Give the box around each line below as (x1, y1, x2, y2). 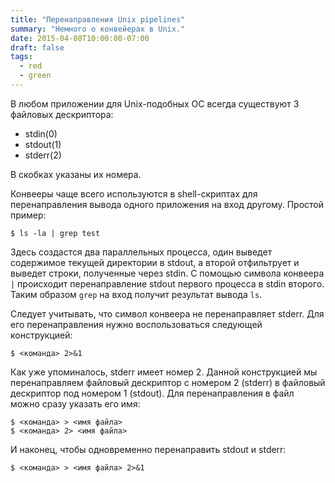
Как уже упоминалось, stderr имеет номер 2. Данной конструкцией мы (10, 366, 318, 378)
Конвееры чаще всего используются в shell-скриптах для (10, 187, 258, 200)
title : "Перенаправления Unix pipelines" (10, 14, 186, 25)
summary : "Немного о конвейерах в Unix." (10, 24, 186, 34)
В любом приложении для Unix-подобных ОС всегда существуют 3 (10, 97, 300, 110)
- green (19, 71, 52, 81)
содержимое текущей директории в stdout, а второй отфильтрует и (10, 256, 300, 268)
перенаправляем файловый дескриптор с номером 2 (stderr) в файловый (10, 376, 326, 388)
